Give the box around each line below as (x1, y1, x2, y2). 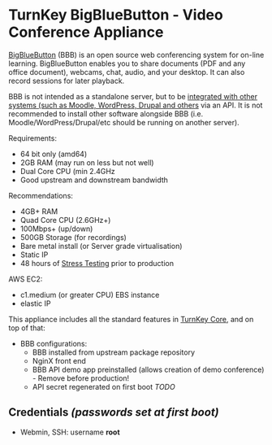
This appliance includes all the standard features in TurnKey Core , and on (8, 314, 254, 324)
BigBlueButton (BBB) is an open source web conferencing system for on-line (8, 50, 265, 59)
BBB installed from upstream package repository (32, 347, 196, 357)
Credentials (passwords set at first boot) (8, 405, 219, 420)
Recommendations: (8, 190, 73, 200)
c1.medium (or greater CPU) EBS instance (19, 290, 160, 299)
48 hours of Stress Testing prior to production (19, 258, 175, 268)
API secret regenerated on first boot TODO (32, 382, 176, 391)
